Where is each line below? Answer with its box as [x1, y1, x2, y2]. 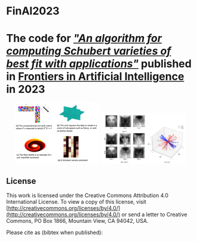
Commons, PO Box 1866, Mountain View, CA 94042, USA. [6, 217, 149, 225]
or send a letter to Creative [121, 211, 187, 218]
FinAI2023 [6, 4, 60, 18]
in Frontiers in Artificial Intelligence [6, 70, 184, 83]
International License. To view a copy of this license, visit [6, 198, 146, 205]
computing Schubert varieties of [6, 44, 171, 58]
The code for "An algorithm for [6, 32, 162, 46]
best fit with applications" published [6, 57, 192, 71]
